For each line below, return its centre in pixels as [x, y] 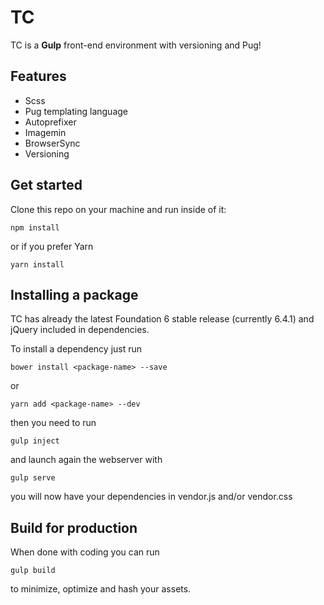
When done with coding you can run [85, 552]
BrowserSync [52, 143]
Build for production [74, 527]
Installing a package [74, 294]
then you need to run [53, 423]
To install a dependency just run [76, 349]
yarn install [37, 264]
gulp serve [33, 478]
